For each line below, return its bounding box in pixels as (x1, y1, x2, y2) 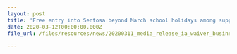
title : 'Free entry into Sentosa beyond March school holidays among (7, 17, 217, 24)
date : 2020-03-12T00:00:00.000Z (7, 23, 102, 30)
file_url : (7, 29, 37, 37)
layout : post (7, 10, 46, 18)
